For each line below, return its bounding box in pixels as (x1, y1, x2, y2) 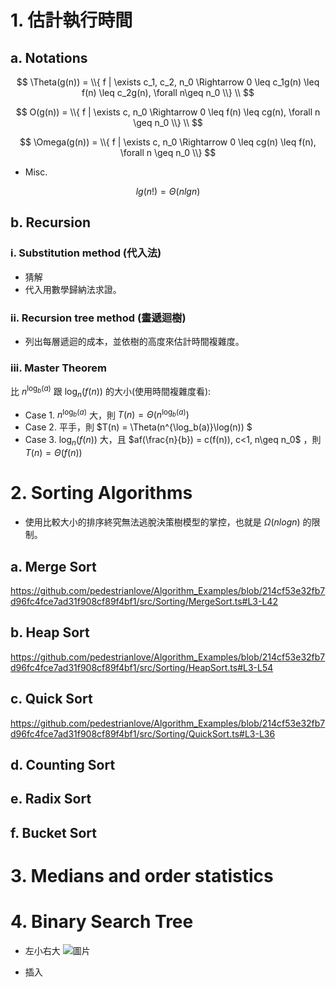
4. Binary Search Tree (10, 911, 194, 933)
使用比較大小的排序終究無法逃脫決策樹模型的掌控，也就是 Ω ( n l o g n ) (24, 516, 301, 528)
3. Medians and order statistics (10, 864, 274, 887)
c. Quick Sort (10, 691, 93, 708)
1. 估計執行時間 (10, 9, 133, 32)
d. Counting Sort (10, 756, 116, 773)
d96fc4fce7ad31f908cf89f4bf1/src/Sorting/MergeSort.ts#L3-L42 (10, 595, 278, 607)
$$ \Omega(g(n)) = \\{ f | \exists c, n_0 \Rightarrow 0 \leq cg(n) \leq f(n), (19, 136, 317, 148)
